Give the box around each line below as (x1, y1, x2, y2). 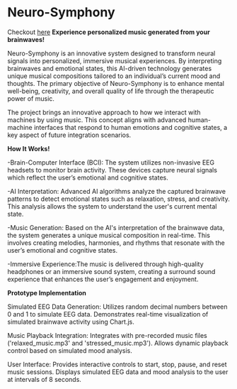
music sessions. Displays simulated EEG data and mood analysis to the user (7, 367, 229, 376)
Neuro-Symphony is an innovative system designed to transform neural (7, 49, 216, 57)
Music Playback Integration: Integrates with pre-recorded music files (7, 331, 207, 339)
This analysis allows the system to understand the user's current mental (7, 202, 217, 210)
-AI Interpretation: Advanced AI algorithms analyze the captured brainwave (7, 187, 226, 195)
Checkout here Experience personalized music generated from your (7, 28, 210, 36)
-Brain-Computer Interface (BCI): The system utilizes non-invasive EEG (7, 158, 214, 167)
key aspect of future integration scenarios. (7, 131, 132, 139)
